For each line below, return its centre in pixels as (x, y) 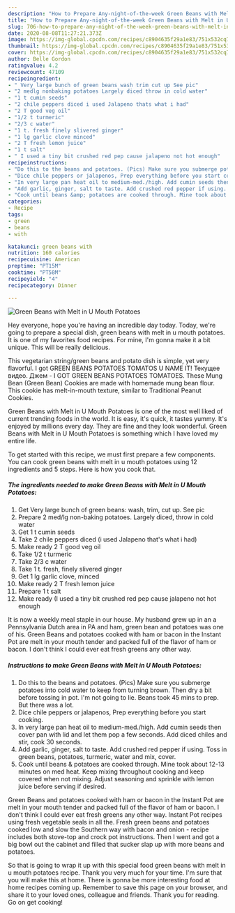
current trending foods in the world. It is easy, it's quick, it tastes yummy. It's (117, 418)
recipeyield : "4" (33, 279)
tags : (16, 215)
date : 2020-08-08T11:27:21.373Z (55, 33)
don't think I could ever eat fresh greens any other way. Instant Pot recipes (115, 815)
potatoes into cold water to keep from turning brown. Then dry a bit (115, 690)
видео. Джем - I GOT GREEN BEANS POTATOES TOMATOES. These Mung (115, 375)
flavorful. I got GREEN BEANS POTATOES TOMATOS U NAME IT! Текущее (114, 368)
